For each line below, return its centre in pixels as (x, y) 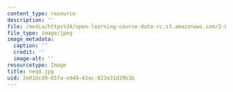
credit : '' (29, 53)
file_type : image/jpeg (40, 33)
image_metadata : (31, 39)
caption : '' (31, 46)
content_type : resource (42, 13)
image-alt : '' (34, 59)
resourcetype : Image (37, 65)
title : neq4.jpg (31, 71)
